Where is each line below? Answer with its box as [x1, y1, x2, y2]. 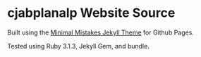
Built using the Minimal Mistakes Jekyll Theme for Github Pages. [7, 28, 194, 37]
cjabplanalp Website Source [7, 5, 176, 21]
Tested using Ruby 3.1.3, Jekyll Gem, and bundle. [7, 42, 150, 50]
